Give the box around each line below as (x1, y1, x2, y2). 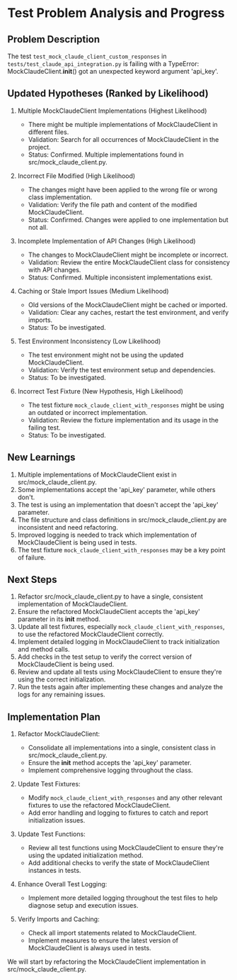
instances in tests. (28, 867, 81, 875)
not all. (28, 223, 48, 231)
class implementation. (28, 193, 93, 201)
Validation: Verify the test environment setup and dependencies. (28, 365, 216, 374)
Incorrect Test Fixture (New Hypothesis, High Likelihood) (17, 386, 184, 395)
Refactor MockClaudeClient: (17, 730, 100, 738)
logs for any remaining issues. (17, 690, 105, 699)
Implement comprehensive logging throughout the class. (28, 766, 193, 774)
